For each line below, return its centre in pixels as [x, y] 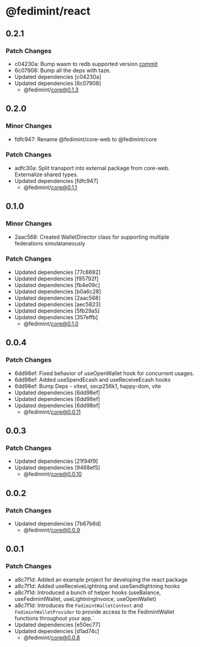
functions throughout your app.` [54, 618]
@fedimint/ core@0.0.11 [52, 412]
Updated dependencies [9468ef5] [57, 468]
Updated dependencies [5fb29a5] [57, 311]
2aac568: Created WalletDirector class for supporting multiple [92, 237]
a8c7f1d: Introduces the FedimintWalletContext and [78, 605]
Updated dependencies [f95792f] [56, 278]
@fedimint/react [48, 11]
